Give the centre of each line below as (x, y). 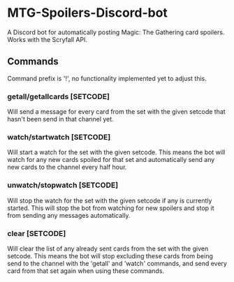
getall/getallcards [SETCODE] (59, 96)
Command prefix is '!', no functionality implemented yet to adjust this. (107, 78)
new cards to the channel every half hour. (67, 167)
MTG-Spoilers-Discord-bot (87, 13)
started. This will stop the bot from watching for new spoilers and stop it (111, 208)
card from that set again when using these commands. (86, 271)
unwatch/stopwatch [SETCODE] (63, 185)
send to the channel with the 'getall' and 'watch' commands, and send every (117, 263)
